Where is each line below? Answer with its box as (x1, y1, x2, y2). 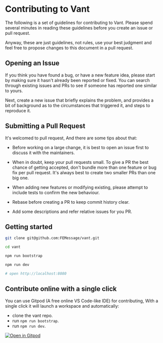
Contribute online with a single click (5, 285, 117, 293)
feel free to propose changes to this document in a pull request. (5, 45, 134, 51)
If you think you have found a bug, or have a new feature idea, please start (5, 72, 155, 78)
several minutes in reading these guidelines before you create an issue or (5, 25, 153, 30)
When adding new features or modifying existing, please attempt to (12, 184, 148, 190)
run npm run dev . (12, 323, 46, 329)
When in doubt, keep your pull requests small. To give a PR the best (12, 159, 149, 165)
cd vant (5, 244, 21, 250)
